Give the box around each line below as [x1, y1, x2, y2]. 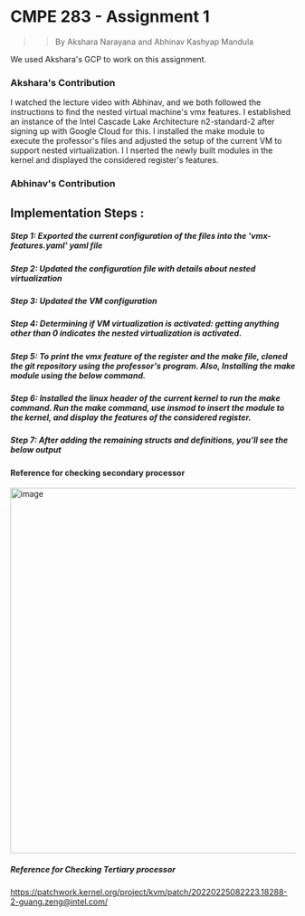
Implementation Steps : [10, 205, 145, 221]
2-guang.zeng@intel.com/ [10, 896, 109, 907]
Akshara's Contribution [10, 76, 116, 89]
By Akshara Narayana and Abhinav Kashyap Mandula [54, 36, 254, 47]
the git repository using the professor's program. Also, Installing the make [10, 360, 296, 371]
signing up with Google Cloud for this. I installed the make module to [10, 126, 265, 137]
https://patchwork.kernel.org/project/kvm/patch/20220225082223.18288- [10, 887, 288, 898]
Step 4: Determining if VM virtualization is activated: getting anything [10, 319, 280, 329]
